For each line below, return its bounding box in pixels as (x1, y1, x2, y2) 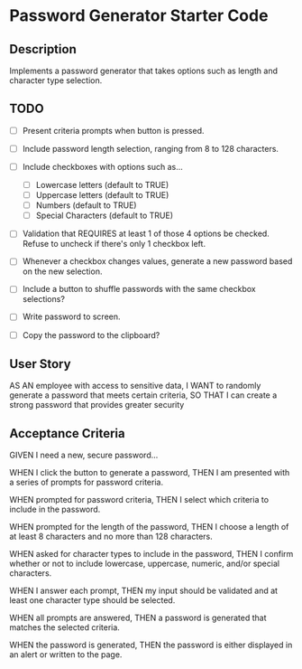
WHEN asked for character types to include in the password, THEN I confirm (9, 549, 294, 560)
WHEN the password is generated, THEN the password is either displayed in (9, 639, 293, 651)
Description (9, 42, 77, 57)
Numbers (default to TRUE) (35, 200, 137, 211)
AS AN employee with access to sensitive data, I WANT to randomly (9, 381, 261, 391)
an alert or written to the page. (9, 649, 123, 660)
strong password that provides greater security (9, 400, 185, 410)
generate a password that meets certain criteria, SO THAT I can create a (9, 390, 278, 400)
